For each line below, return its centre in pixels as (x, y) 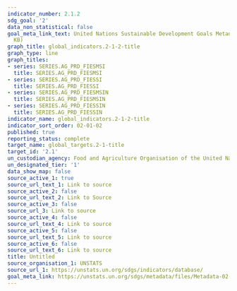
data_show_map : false (39, 171)
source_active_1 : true (41, 178)
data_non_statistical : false (50, 27)
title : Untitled (31, 257)
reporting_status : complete (49, 138)
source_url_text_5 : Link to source (60, 237)
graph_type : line (33, 54)
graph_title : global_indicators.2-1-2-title (74, 47)
